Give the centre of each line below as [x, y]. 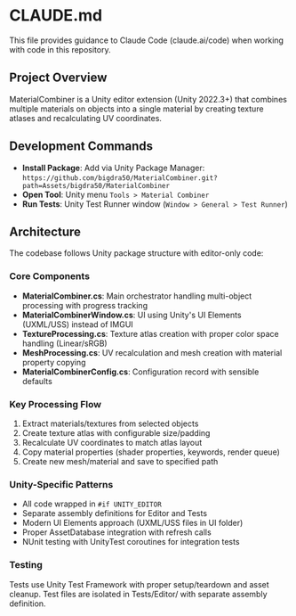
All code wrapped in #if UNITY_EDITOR [92, 504]
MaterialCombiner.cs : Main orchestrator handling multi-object [137, 296]
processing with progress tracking [85, 305]
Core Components [50, 276]
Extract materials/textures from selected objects [110, 423]
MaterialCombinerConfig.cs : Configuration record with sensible [140, 372]
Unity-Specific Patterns [61, 484]
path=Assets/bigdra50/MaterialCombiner [96, 185]
